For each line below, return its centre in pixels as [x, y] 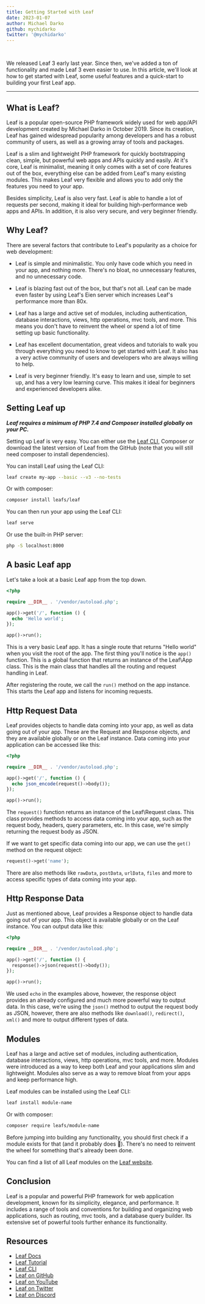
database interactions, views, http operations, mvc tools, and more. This [106, 319]
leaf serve [20, 523]
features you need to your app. [45, 186]
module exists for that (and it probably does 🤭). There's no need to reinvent [101, 1144]
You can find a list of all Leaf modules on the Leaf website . [80, 1162]
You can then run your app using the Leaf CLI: [64, 512]
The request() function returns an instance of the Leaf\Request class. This [100, 812]
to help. [25, 364]
